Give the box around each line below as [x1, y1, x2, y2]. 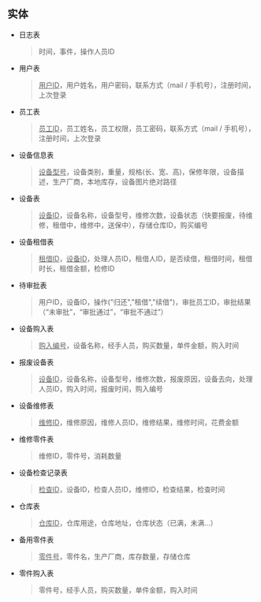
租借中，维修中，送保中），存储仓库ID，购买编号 [52, 220, 208, 230]
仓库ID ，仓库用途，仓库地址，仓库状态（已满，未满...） [38, 518, 218, 527]
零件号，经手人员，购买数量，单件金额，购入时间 [38, 585, 198, 594]
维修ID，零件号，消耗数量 [38, 451, 122, 460]
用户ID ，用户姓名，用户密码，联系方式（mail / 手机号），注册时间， [38, 80, 255, 89]
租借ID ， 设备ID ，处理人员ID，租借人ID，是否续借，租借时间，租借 [38, 253, 253, 263]
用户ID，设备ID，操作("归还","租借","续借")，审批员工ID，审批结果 [38, 297, 252, 306]
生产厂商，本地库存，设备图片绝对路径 [52, 177, 177, 186]
